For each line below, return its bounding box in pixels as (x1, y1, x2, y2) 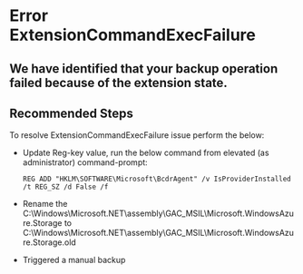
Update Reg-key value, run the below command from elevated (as (22, 147, 269, 159)
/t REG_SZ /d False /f (22, 182, 109, 191)
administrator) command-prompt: (22, 157, 148, 168)
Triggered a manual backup (22, 255, 126, 266)
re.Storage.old (22, 237, 77, 248)
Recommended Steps (9, 105, 133, 121)
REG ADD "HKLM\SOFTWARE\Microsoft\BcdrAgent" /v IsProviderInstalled (22, 174, 292, 184)
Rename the (22, 199, 68, 210)
